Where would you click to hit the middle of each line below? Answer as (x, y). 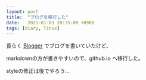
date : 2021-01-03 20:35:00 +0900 (50, 23)
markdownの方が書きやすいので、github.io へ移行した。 (75, 58)
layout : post (22, 12)
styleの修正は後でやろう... (38, 71)
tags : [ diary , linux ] (33, 28)
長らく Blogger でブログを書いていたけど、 (59, 46)
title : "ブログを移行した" (37, 17)
